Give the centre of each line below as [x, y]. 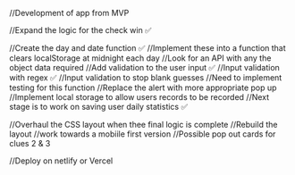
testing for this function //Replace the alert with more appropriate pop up [143, 87]
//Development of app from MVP [69, 13]
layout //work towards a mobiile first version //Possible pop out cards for [143, 134]
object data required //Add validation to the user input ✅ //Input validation [144, 67]
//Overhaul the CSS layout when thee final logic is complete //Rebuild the [143, 125]
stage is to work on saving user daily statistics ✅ [99, 107]
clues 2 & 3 [30, 143]
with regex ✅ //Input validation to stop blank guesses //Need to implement [146, 78]
